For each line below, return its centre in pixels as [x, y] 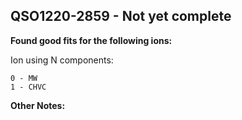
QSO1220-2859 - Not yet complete [121, 16]
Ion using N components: [62, 60]
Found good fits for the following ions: [91, 40]
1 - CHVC [28, 87]
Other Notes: [38, 105]
